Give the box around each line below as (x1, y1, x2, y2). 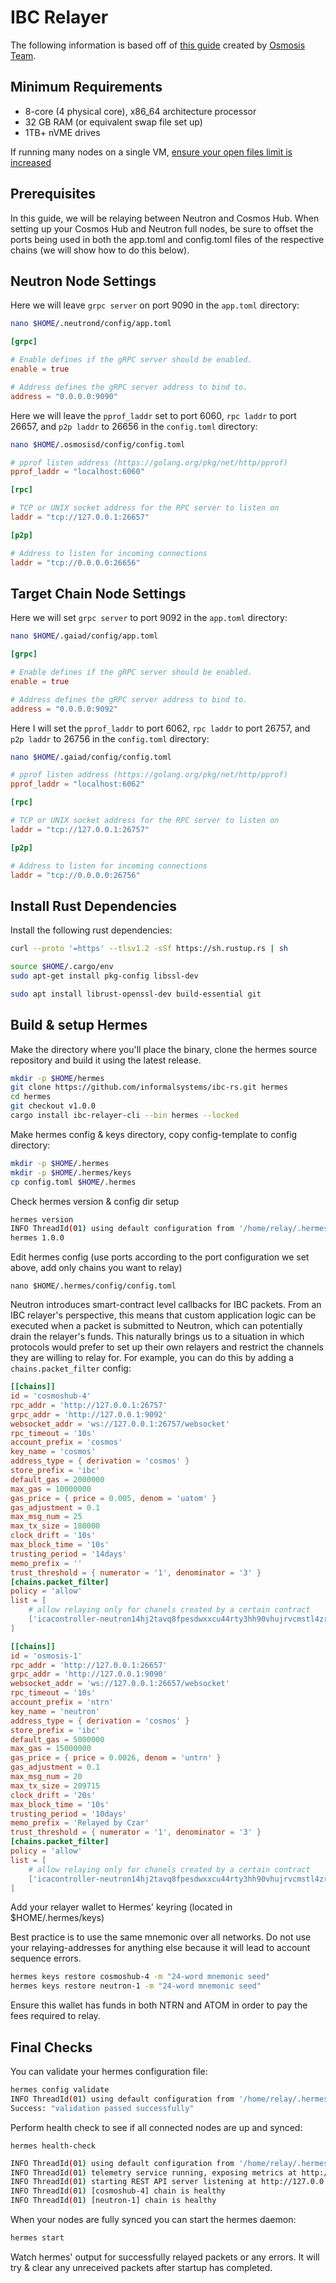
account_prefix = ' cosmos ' (10, 1437, 123, 1448)
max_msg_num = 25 (10, 1512, 83, 1522)
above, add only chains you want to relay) (10, 1262, 183, 1274)
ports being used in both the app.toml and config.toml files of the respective (10, 233, 325, 245)
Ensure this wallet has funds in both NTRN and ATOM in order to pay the (10, 1999, 308, 2011)
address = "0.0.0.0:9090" (10, 391, 118, 401)
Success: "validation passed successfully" (10, 2103, 195, 2113)
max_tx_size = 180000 (10, 1521, 101, 1531)
